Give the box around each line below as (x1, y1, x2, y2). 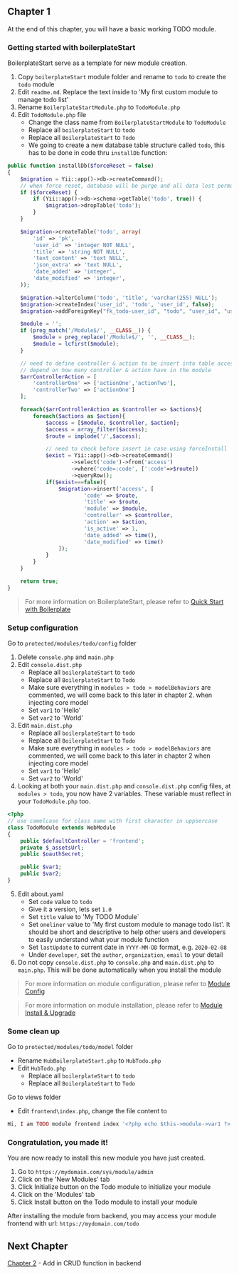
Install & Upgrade (24, 1008, 76, 1017)
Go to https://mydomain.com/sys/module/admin (17, 1168, 154, 1176)
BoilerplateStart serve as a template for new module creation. (7, 59, 187, 67)
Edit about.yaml (17, 889, 64, 898)
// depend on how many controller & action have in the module (20, 366, 212, 373)
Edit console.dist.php (17, 661, 83, 669)
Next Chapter (7, 1240, 68, 1252)
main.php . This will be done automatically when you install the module (17, 965, 222, 974)
